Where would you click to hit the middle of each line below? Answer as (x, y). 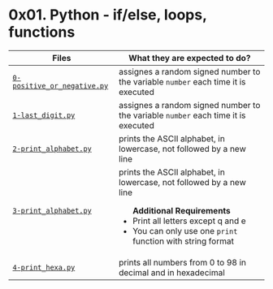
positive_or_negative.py (61, 86)
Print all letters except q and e (189, 221)
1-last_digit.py (44, 115)
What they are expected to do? (190, 58)
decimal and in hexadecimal (172, 272)
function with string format (183, 241)
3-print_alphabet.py (52, 210)
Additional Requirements (182, 210)
